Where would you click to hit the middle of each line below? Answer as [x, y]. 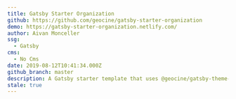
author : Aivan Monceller [44, 33]
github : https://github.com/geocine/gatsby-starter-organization [105, 20]
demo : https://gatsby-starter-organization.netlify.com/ [92, 26]
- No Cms [26, 59]
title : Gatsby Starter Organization [61, 14]
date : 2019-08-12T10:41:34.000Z [54, 66]
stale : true [25, 85]
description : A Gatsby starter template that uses [83, 78]
